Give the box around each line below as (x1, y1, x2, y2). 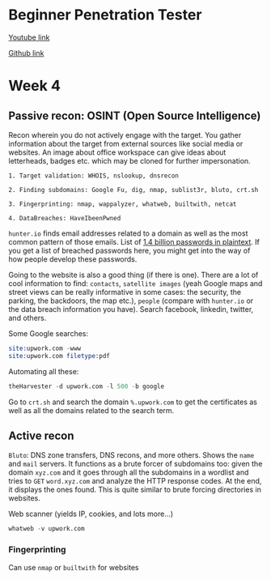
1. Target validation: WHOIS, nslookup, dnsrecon (8, 172, 180, 180)
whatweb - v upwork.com (8, 525, 85, 533)
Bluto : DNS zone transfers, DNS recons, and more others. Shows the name (8, 450, 255, 460)
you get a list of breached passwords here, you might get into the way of (8, 245, 251, 255)
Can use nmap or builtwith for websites (8, 562, 139, 572)
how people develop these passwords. (8, 254, 138, 264)
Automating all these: (8, 366, 79, 376)
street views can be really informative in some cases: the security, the (8, 287, 241, 296)
